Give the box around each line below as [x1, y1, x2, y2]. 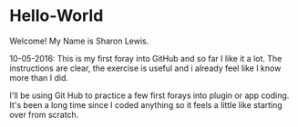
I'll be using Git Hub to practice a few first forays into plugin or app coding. [9, 90, 290, 101]
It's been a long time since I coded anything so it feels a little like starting [9, 99, 283, 110]
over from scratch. [9, 109, 79, 120]
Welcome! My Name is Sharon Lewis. [9, 35, 149, 46]
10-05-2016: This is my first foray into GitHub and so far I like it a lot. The [9, 53, 283, 63]
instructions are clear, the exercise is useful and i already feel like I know [9, 63, 282, 73]
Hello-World [9, 5, 104, 26]
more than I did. [9, 72, 68, 83]
